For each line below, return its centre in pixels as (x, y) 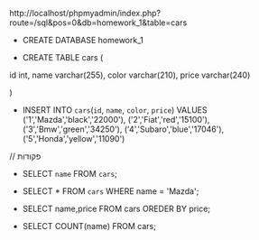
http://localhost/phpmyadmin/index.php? (85, 13)
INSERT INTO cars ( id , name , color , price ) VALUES (115, 110)
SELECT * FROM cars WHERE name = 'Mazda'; (111, 191)
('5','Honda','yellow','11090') (74, 138)
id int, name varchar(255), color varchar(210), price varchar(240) (130, 75)
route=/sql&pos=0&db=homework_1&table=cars (98, 23)
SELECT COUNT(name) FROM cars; (89, 226)
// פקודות (25, 156)
